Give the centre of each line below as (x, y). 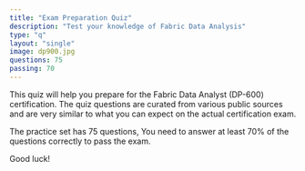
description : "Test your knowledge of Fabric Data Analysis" (128, 26)
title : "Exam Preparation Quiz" (71, 18)
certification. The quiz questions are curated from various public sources (147, 104)
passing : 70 (32, 69)
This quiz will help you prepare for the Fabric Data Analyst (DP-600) (137, 94)
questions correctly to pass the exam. (80, 141)
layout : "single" (42, 43)
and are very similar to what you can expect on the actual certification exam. (153, 114)
